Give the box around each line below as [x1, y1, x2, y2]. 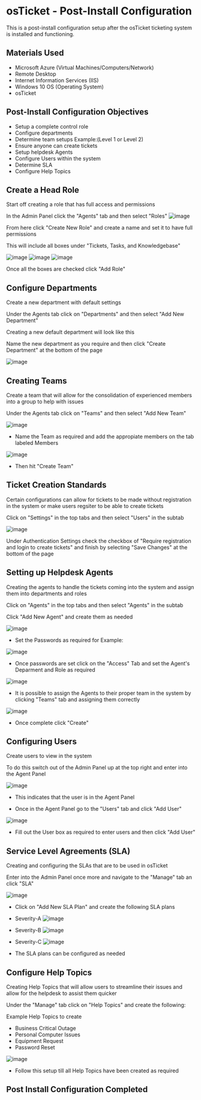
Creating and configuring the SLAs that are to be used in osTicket [6, 862, 168, 869]
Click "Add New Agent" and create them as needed [6, 613, 133, 620]
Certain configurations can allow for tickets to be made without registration [6, 496, 192, 503]
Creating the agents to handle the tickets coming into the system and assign [6, 583, 194, 590]
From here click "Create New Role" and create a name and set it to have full [6, 224, 193, 231]
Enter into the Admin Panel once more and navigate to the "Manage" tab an [6, 873, 192, 881]
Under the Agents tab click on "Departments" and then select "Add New [6, 311, 185, 318]
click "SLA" [6, 880, 34, 887]
